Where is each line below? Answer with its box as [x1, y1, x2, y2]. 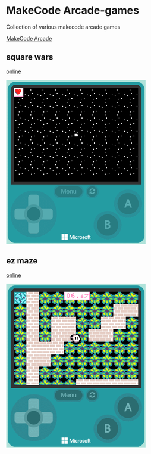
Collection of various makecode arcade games [6, 23, 121, 30]
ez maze [6, 256, 38, 266]
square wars [6, 52, 54, 63]
